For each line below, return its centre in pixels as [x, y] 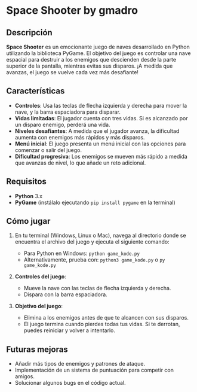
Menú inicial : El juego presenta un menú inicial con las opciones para [100, 144]
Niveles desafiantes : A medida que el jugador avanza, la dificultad [97, 131]
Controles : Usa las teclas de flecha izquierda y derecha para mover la [101, 105]
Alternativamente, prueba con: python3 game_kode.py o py [94, 260]
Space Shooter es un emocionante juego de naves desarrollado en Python [98, 47]
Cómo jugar [28, 221]
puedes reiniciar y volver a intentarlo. [69, 330]
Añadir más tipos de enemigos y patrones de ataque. [80, 364]
